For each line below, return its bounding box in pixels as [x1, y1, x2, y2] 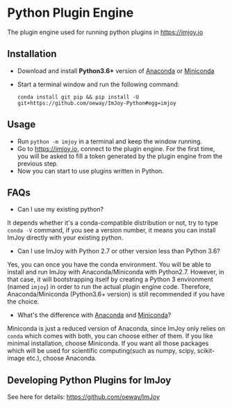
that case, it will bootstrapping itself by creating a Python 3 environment [7, 275, 213, 283]
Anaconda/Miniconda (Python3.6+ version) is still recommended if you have [7, 290, 225, 299]
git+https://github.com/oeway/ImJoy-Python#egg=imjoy [17, 100, 176, 107]
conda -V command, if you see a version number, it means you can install [7, 226, 216, 235]
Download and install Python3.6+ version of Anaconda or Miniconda [17, 66, 215, 74]
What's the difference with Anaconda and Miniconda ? [17, 311, 172, 320]
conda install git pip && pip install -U [17, 93, 139, 100]
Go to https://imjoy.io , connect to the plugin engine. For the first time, [17, 144, 215, 152]
